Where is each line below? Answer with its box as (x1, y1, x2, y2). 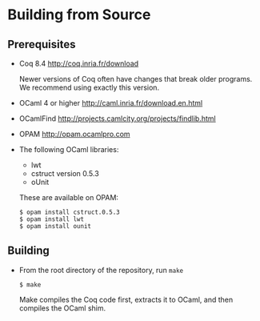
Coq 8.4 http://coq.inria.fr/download (18, 58, 139, 68)
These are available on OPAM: (18, 193, 119, 202)
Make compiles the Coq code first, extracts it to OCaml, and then (18, 295, 234, 304)
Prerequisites (7, 38, 76, 51)
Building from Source (7, 6, 151, 24)
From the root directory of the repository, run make (18, 265, 184, 275)
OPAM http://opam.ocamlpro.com (18, 130, 130, 138)
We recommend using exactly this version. (18, 82, 160, 92)
